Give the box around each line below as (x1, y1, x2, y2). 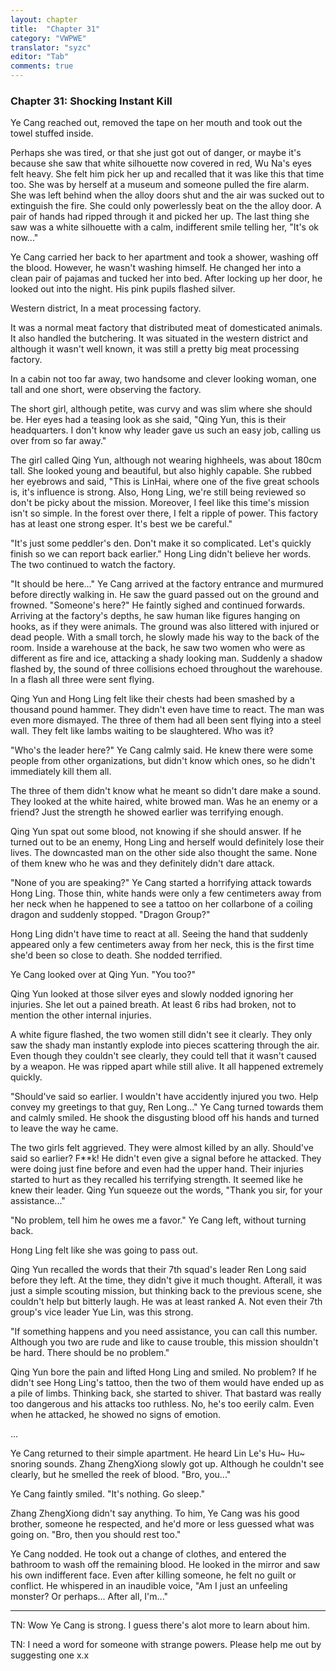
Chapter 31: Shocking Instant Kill (10, 94, 173, 108)
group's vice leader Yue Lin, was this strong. (10, 1306, 194, 1318)
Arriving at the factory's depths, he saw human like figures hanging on (10, 610, 301, 622)
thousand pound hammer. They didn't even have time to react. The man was (10, 704, 325, 716)
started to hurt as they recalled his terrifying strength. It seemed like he (10, 1174, 304, 1186)
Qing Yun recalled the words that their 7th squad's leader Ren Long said (10, 1264, 307, 1276)
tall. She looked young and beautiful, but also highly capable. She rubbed (10, 465, 312, 477)
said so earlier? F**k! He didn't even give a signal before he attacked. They (10, 1152, 322, 1165)
